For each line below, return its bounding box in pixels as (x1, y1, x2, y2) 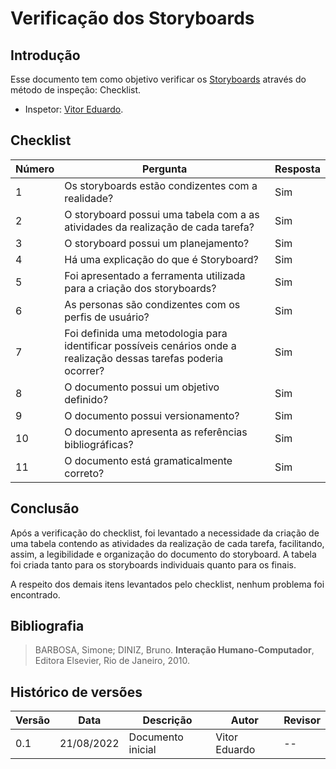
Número (15, 162, 55, 176)
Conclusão (10, 500, 80, 517)
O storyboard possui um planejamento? (64, 236, 250, 250)
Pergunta (142, 162, 188, 176)
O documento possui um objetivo (64, 380, 220, 394)
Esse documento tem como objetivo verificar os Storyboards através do (10, 73, 307, 85)
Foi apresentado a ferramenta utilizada (64, 268, 246, 282)
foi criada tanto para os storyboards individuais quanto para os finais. (10, 558, 297, 571)
